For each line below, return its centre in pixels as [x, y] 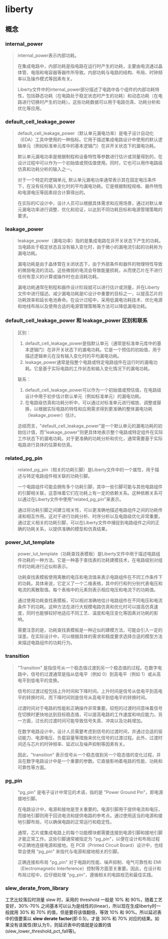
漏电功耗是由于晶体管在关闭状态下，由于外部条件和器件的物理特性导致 [90, 264]
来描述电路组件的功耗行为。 [46, 643]
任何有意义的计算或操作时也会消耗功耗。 [59, 277]
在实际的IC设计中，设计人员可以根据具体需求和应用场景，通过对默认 [88, 203]
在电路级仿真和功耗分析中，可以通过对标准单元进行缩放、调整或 [91, 402]
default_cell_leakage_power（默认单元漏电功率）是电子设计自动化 [86, 133]
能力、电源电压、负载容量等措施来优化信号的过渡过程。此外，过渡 [90, 737]
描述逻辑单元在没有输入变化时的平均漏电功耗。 [73, 356]
